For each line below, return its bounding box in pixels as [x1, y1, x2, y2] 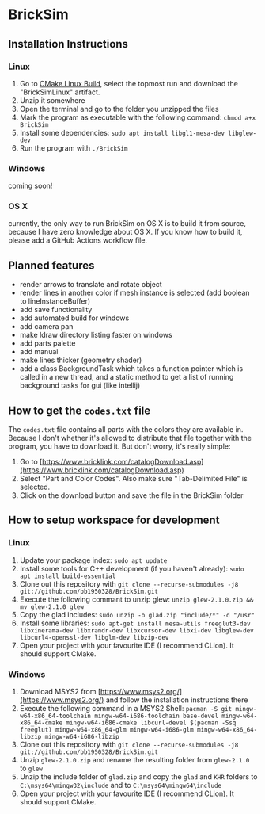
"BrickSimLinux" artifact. [19, 87, 100, 97]
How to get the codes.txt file [8, 403, 151, 417]
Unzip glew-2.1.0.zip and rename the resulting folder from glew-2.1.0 [19, 755, 250, 765]
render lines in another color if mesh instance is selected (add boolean [19, 288, 251, 298]
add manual [19, 347, 59, 357]
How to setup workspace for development [8, 514, 220, 527]
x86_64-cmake [19, 719, 63, 727]
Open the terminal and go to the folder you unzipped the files [19, 104, 219, 113]
